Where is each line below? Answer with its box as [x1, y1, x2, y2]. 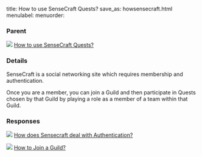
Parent [6, 27, 27, 35]
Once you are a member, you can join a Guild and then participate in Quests [6, 88, 196, 96]
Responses [6, 117, 41, 125]
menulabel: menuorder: [6, 12, 65, 19]
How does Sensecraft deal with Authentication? [13, 131, 133, 139]
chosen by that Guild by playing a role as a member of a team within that [6, 95, 188, 102]
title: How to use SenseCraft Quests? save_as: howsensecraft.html [6, 5, 173, 12]
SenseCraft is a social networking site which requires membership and [6, 70, 184, 78]
